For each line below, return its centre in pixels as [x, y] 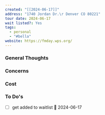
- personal [20, 32]
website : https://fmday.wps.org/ [39, 41]
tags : [10, 28]
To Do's [14, 97]
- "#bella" [20, 37]
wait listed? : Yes [23, 23]
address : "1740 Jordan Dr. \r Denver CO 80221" [53, 14]
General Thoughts [27, 57]
